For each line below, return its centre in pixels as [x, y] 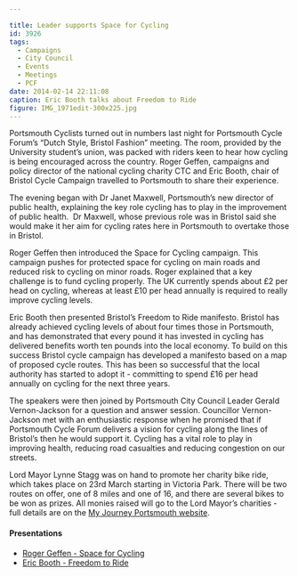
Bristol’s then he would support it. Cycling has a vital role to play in [131, 439]
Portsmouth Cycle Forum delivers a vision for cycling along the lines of [139, 429]
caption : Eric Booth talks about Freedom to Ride [103, 100]
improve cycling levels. [51, 300]
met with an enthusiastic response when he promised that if [152, 420]
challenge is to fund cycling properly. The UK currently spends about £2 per [149, 281]
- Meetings [37, 75]
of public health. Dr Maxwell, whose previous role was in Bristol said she [143, 217]
